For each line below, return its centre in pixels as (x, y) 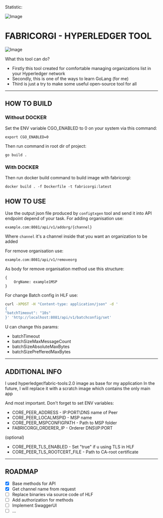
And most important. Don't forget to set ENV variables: (59, 403)
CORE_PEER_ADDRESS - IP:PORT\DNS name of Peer (65, 413)
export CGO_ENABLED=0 (27, 137)
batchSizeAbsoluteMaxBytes (41, 346)
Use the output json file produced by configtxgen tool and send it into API (78, 213)
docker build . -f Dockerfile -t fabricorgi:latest (58, 187)
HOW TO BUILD (29, 104)
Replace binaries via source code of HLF (53, 494)
